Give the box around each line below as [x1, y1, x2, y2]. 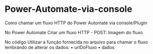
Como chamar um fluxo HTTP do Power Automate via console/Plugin [5, 20, 147, 26]
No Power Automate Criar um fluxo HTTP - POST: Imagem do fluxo [5, 29, 143, 35]
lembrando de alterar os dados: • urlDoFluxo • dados [5, 44, 115, 50]
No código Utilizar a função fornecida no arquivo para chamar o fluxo [5, 39, 148, 45]
